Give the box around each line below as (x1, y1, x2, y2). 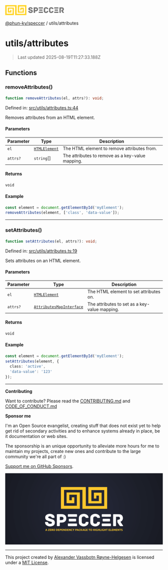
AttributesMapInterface (33, 304, 83, 309)
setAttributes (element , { (5, 358, 59, 364)
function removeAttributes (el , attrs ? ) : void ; (5, 95, 104, 100)
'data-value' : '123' (9, 369, 52, 374)
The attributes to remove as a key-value (62, 152, 146, 158)
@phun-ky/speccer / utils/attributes (5, 20, 79, 26)
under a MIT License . (5, 559, 49, 565)
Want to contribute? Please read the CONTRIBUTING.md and (5, 398, 130, 404)
